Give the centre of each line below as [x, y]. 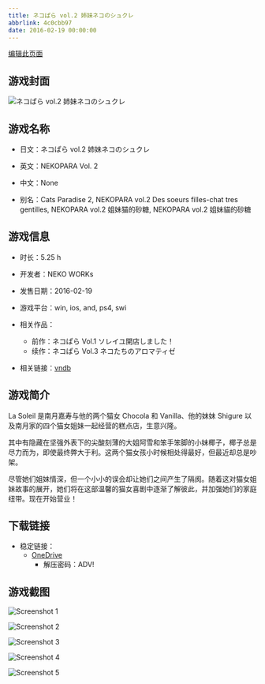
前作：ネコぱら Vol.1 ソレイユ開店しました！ [103, 341]
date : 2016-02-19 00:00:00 [52, 30]
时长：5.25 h [40, 257]
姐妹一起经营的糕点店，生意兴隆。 [125, 425]
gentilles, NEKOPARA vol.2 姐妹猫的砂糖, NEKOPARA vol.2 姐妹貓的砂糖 [135, 209]
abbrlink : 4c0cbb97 [40, 23]
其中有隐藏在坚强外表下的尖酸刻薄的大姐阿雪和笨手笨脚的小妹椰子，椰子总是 [132, 442]
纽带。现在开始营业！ [43, 498]
